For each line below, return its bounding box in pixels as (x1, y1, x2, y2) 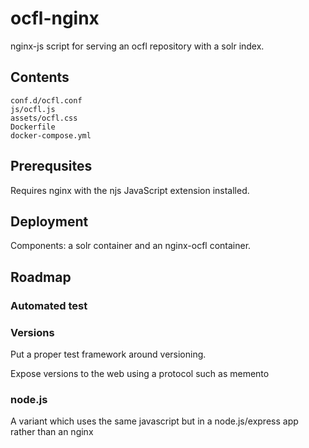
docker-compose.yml (10, 130, 92, 141)
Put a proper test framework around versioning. (10, 348, 207, 360)
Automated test (10, 298, 88, 312)
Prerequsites (10, 158, 93, 175)
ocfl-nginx (10, 7, 100, 30)
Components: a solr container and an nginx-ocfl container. (10, 240, 252, 252)
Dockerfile (10, 122, 56, 132)
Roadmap (10, 268, 72, 286)
